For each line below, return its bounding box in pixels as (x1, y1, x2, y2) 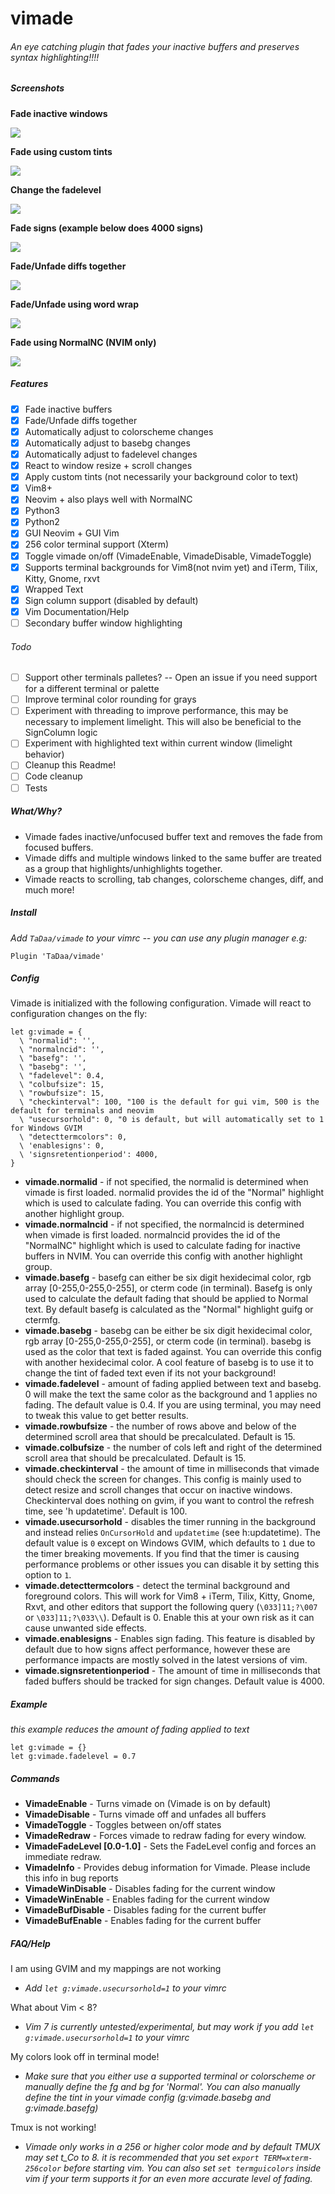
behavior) (24, 748, 65, 761)
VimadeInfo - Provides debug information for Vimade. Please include (24, 1862, 311, 1874)
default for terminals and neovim (10, 1106, 155, 1116)
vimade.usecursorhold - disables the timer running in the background (24, 1516, 317, 1528)
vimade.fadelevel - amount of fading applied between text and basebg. (24, 1378, 322, 1390)
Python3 (24, 505, 60, 517)
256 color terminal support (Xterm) (24, 538, 170, 551)
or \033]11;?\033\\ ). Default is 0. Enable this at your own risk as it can (24, 1612, 315, 1624)
